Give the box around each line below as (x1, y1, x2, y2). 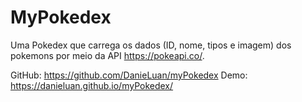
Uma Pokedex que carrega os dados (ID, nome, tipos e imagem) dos (10, 39, 292, 51)
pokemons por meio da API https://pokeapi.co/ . (10, 49, 205, 61)
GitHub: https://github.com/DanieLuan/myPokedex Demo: (10, 69, 248, 81)
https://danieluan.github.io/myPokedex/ (10, 79, 174, 91)
